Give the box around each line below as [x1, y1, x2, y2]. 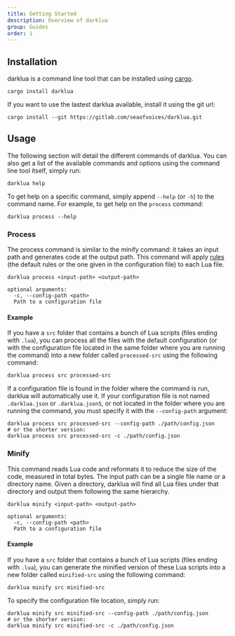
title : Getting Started [7, 10, 77, 18]
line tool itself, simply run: [7, 166, 81, 175]
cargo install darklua [7, 88, 74, 95]
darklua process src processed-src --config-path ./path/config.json [7, 420, 215, 428]
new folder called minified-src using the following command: [7, 570, 186, 579]
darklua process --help [7, 213, 77, 220]
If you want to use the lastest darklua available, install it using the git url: [7, 100, 215, 109]
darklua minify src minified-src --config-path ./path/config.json [7, 609, 209, 617]
